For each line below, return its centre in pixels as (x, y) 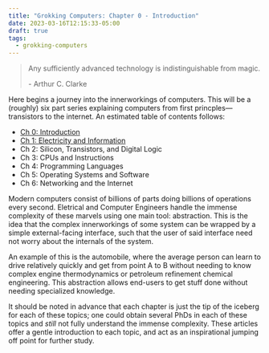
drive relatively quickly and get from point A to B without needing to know (130, 266)
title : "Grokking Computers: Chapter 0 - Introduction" (104, 16)
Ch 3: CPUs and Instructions (67, 158)
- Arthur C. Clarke (57, 84)
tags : (17, 38)
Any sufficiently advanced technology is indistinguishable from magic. (144, 68)
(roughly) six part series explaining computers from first (101, 108)
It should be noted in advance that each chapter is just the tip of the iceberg (134, 306)
